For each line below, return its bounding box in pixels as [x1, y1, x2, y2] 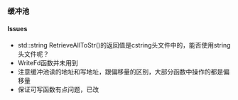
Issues [7, 24, 28, 33]
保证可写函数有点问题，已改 [17, 85, 99, 94]
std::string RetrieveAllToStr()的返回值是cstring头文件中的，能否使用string [17, 41, 231, 50]
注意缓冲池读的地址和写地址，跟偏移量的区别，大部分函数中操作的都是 [17, 67, 224, 76]
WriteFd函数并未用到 [17, 59, 78, 67]
